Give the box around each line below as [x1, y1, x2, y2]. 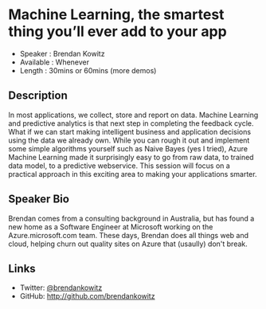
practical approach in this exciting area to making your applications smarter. [8, 169, 257, 178]
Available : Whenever [19, 57, 90, 67]
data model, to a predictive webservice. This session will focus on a [8, 161, 231, 170]
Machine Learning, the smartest [8, 6, 225, 24]
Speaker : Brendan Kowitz [19, 49, 105, 58]
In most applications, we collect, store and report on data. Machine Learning [8, 110, 259, 119]
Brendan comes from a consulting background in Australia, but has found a [8, 213, 255, 223]
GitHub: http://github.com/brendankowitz [19, 291, 155, 301]
